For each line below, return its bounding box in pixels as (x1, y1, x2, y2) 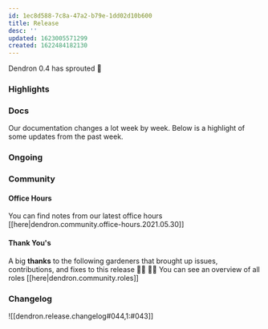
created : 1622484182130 (8, 42, 88, 50)
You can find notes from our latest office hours (8, 211, 163, 221)
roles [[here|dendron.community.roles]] (8, 273, 139, 282)
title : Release (8, 19, 59, 27)
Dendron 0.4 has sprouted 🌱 (8, 63, 102, 73)
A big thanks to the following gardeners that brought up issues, (8, 256, 218, 266)
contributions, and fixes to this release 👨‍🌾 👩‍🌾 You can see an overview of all (8, 264, 261, 274)
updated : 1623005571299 (8, 34, 88, 43)
